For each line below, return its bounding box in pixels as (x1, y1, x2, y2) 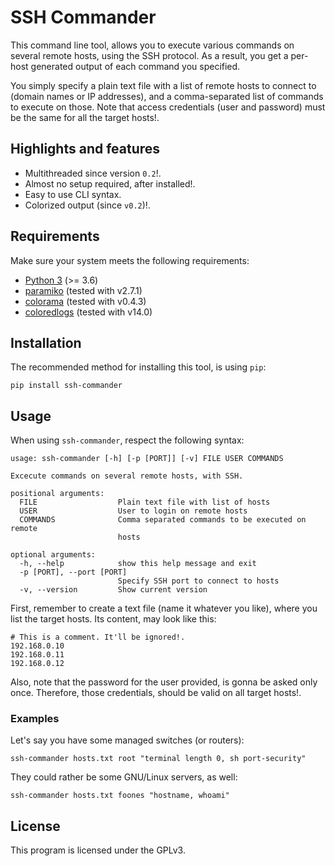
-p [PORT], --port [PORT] (19, 567, 128, 578)
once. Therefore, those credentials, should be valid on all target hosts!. (10, 687, 302, 699)
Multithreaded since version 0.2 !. (24, 167, 162, 179)
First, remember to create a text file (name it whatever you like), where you (10, 602, 318, 615)
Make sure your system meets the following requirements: (10, 254, 250, 266)
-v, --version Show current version (19, 585, 208, 595)
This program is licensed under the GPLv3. (10, 844, 186, 856)
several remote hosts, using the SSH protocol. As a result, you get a (10, 49, 289, 61)
